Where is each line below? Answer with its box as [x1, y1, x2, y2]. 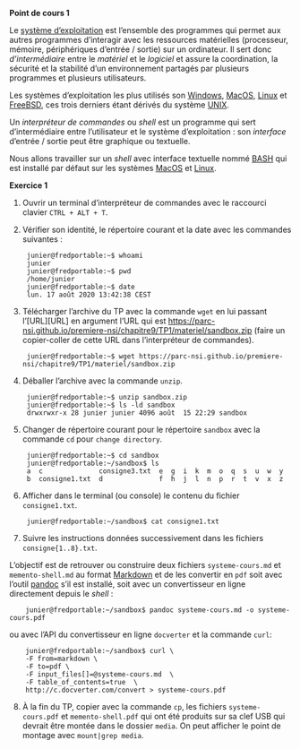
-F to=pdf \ [25, 662, 70, 671]
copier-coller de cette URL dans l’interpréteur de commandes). [21, 335, 254, 345]
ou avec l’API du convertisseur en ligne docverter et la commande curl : [9, 629, 273, 640]
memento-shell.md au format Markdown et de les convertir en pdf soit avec [9, 569, 283, 580]
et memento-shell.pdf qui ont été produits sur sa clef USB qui [61, 711, 286, 721]
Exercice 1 [9, 180, 48, 191]
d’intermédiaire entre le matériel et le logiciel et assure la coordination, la [9, 54, 279, 64]
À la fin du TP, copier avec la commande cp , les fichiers [21, 702, 227, 711]
